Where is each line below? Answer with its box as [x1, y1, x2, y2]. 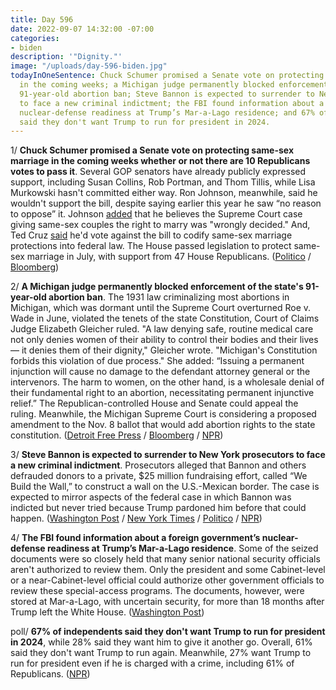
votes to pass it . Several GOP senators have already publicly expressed [10, 166, 307, 178]
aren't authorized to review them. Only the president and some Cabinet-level [10, 564, 326, 576]
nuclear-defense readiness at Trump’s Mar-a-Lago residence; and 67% [19, 107, 315, 118]
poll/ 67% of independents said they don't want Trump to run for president [10, 626, 326, 638]
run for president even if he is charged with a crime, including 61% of [10, 657, 295, 670]
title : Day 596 [10, 14, 74, 25]
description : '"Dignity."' [10, 52, 123, 62]
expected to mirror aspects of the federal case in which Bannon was [10, 491, 292, 503]
